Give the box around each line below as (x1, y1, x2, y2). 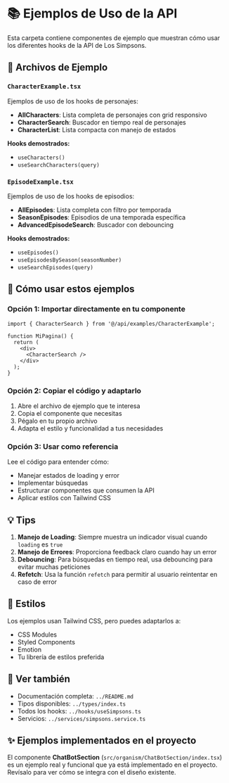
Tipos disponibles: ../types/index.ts (17, 699, 126, 708)
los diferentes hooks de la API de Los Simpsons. (7, 41, 147, 49)
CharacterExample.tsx (7, 82, 81, 91)
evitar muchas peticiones (17, 563, 91, 571)
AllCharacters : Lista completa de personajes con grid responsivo (17, 110, 207, 119)
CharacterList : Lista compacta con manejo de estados (17, 125, 176, 134)
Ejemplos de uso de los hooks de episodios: (7, 191, 135, 200)
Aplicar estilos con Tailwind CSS (17, 494, 111, 502)
